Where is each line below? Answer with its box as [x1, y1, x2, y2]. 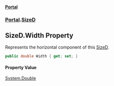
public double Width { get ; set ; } [5, 54, 78, 59]
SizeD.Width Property [5, 31, 74, 39]
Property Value [5, 64, 37, 70]
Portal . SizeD [5, 16, 36, 23]
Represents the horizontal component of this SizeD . [5, 44, 110, 50]
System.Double [5, 75, 36, 81]
